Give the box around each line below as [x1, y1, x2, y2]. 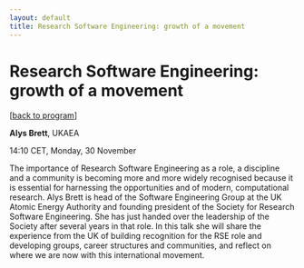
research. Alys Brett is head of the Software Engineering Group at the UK [9, 192, 282, 203]
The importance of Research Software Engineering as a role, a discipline [9, 163, 280, 174]
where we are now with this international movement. [9, 250, 205, 261]
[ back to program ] [9, 110, 78, 121]
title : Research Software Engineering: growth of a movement [9, 22, 246, 31]
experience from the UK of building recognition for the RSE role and [9, 231, 262, 242]
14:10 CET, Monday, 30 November [9, 145, 137, 156]
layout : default [9, 13, 71, 23]
